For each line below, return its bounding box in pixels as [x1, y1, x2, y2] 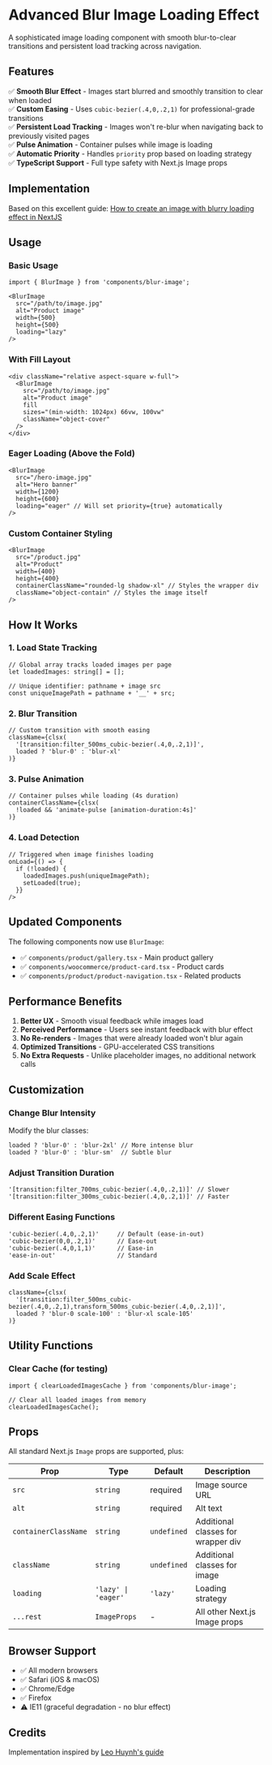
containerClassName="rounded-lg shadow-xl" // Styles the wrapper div [15, 582, 259, 590]
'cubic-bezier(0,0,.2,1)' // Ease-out [8, 1236, 158, 1245]
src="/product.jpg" [15, 554, 82, 562]
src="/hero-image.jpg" [15, 473, 92, 481]
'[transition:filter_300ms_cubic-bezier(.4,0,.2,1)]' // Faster [8, 1193, 230, 1201]
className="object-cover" [23, 415, 111, 423]
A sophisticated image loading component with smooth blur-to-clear [8, 32, 237, 42]
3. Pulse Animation [8, 774, 84, 785]
